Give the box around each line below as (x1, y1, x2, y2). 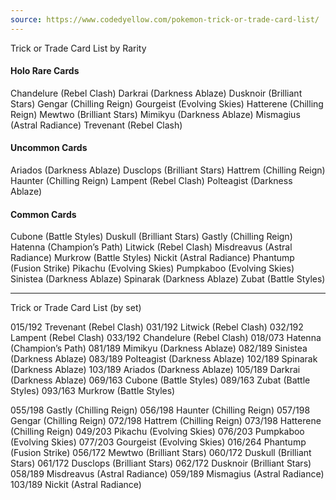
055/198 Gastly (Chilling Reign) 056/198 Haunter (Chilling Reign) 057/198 (10, 404, 311, 416)
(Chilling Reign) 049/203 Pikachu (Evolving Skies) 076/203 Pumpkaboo (10, 426, 305, 438)
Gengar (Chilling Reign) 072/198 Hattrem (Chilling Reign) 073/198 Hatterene (10, 415, 322, 427)
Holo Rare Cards (10, 65, 80, 77)
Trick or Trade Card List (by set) (10, 302, 142, 314)
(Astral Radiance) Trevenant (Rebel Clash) (10, 119, 183, 131)
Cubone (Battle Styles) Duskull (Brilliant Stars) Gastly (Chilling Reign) (10, 231, 293, 243)
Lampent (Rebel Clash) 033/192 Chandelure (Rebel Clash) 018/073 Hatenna (10, 332, 322, 344)
